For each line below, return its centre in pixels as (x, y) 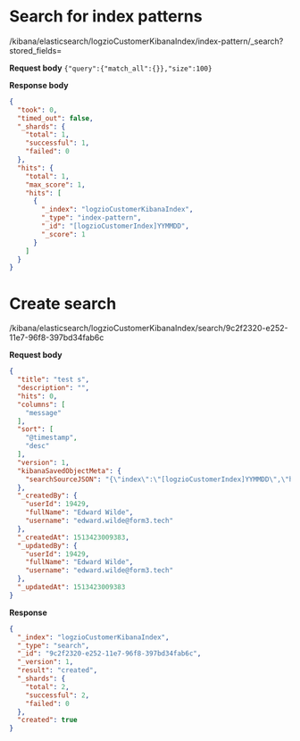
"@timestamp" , (51, 438)
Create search (63, 303)
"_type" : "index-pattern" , (92, 218)
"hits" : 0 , (37, 396)
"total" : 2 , (47, 687)
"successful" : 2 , (58, 695)
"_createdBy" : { (47, 496)
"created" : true (47, 720)
